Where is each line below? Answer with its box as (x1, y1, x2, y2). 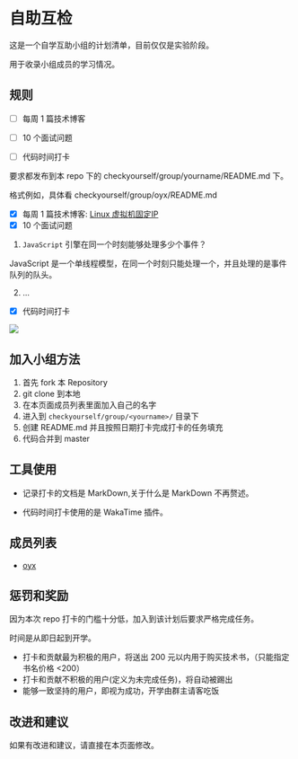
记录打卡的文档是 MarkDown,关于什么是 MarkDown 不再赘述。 (22, 487, 254, 499)
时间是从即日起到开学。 (9, 632, 96, 643)
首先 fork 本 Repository (22, 376, 108, 387)
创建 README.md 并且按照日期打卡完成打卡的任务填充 (22, 421, 223, 432)
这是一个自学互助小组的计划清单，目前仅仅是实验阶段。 (9, 40, 214, 50)
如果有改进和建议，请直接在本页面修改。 (9, 740, 159, 751)
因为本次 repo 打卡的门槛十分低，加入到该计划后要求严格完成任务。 (9, 613, 259, 624)
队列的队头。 (9, 269, 57, 280)
